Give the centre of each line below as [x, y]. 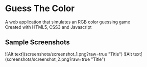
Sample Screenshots [37, 42]
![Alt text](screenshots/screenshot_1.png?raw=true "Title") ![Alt [69, 54]
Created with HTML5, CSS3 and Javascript [49, 27]
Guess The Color [40, 8]
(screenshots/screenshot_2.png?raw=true [48, 59]
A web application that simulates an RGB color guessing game [68, 22]
